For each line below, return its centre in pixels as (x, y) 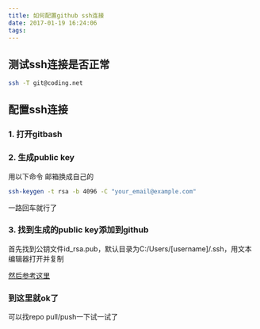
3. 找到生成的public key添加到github (78, 230)
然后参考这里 (29, 275)
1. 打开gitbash (35, 134)
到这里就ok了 (34, 298)
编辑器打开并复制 (36, 258)
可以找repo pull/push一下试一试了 (63, 317)
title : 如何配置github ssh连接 (56, 15)
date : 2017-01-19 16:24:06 (53, 23)
